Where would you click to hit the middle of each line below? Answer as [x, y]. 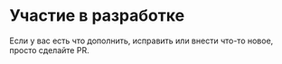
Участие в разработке [97, 16]
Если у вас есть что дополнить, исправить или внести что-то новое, [141, 41]
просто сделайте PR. [49, 50]
